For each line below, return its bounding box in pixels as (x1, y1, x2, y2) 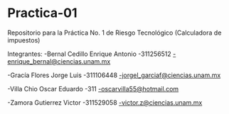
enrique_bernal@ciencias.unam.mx (7, 57, 111, 65)
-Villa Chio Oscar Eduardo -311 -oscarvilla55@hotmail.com (7, 84, 179, 93)
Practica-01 (7, 5, 78, 21)
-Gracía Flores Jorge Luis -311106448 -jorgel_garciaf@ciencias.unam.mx (7, 71, 221, 79)
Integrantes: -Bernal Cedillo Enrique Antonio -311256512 (7, 50, 172, 58)
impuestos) (7, 35, 41, 44)
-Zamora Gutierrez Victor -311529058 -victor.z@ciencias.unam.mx (7, 98, 203, 107)
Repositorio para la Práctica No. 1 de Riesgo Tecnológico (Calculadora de (7, 28, 222, 37)
